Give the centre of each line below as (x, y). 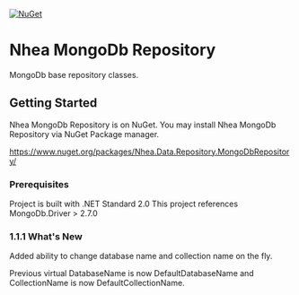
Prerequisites (39, 184)
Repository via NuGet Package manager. (84, 134)
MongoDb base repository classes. (74, 74)
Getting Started (53, 103)
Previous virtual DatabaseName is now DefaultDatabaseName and (132, 273)
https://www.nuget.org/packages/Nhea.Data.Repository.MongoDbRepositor (149, 152)
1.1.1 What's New (46, 236)
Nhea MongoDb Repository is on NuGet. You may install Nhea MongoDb (143, 125)
